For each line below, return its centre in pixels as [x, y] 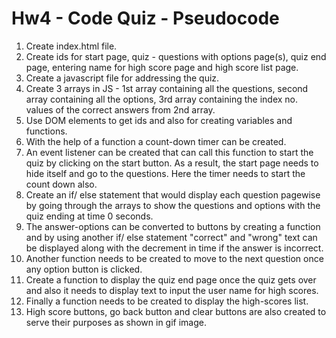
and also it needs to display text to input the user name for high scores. [172, 290]
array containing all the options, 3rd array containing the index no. [162, 99]
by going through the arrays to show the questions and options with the [173, 205]
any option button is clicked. [84, 269]
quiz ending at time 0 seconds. [89, 216]
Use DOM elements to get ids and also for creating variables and [159, 120]
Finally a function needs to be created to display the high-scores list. [167, 301]
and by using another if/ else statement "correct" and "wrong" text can [171, 237]
